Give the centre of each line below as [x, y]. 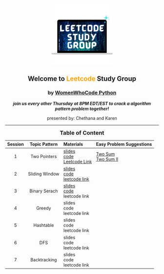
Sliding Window [44, 174]
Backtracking [44, 260]
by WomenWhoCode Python [82, 93]
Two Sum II [107, 159]
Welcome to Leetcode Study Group [82, 79]
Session [16, 144]
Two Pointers [44, 157]
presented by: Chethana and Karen [82, 118]
